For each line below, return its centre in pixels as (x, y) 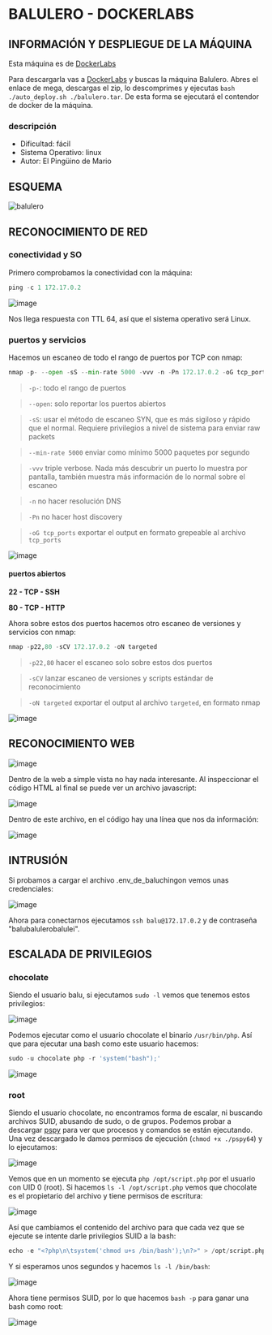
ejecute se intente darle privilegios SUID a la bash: (92, 1236)
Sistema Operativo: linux (61, 153)
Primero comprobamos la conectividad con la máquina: (100, 272)
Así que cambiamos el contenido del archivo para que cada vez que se (126, 1228)
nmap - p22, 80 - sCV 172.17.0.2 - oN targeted (83, 647)
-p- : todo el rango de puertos (77, 387)
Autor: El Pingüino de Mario (66, 161)
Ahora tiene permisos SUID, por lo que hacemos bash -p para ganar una (129, 1298)
